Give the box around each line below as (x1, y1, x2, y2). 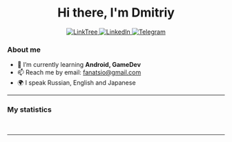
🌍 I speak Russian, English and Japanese (17, 79, 136, 87)
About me (7, 45, 41, 54)
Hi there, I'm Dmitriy (57, 5, 175, 21)
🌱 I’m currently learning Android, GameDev (17, 61, 142, 69)
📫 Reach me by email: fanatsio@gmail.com (17, 68, 142, 77)
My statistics (7, 105, 52, 114)
